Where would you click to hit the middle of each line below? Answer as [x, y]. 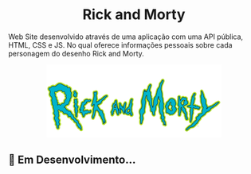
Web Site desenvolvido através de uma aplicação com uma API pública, [126, 37]
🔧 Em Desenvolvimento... [72, 160]
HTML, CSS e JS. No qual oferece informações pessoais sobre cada [120, 44]
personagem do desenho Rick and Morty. [76, 53]
